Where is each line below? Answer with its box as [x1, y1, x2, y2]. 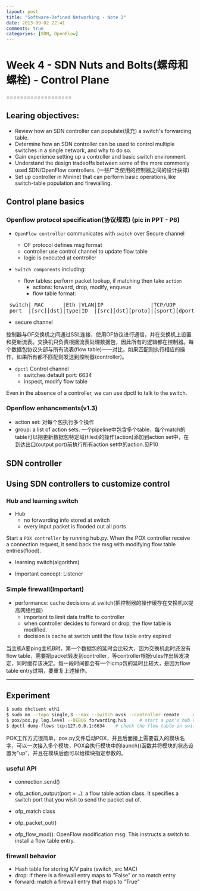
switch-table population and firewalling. [14, 180, 112, 187]
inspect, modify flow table [23, 378, 88, 385]
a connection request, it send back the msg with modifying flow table [6, 540, 176, 547]
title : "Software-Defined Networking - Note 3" [6, 14, 127, 20]
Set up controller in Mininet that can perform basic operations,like [14, 173, 176, 180]
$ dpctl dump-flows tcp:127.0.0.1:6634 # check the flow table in [6, 723, 183, 729]
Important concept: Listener [14, 570, 83, 577]
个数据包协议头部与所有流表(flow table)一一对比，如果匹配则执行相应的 [6, 345, 180, 352]
